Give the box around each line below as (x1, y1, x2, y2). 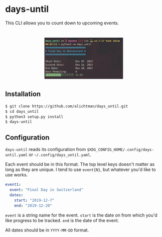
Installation (5, 90, 41, 98)
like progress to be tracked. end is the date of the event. (5, 217, 120, 223)
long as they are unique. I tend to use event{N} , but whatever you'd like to (5, 166, 156, 172)
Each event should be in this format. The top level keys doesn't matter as (5, 161, 155, 167)
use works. (5, 172, 28, 178)
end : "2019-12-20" (14, 203, 52, 208)
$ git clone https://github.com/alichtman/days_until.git (5, 103, 128, 109)
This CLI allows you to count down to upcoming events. (5, 20, 119, 26)
